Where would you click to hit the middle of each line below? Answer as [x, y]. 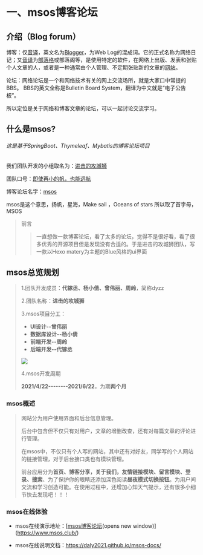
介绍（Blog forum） [43, 37]
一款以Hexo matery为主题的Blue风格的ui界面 [92, 251]
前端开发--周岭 [49, 342]
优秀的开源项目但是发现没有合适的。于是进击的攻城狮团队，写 [118, 244]
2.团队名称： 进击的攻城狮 [53, 301]
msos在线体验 [27, 511]
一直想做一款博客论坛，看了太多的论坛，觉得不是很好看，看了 [113, 236]
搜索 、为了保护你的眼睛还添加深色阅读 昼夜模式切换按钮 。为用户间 [114, 479]
